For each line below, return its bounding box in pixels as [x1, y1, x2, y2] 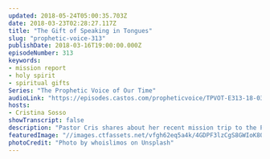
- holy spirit [8, 71, 56, 79]
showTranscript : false [8, 116, 84, 124]
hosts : [8, 101, 31, 109]
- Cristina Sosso [8, 109, 67, 117]
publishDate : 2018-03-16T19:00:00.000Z [8, 42, 142, 50]
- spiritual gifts [8, 79, 70, 87]
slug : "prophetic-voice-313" [8, 34, 106, 43]
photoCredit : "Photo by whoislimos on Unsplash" [8, 138, 174, 147]
